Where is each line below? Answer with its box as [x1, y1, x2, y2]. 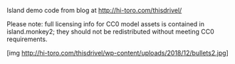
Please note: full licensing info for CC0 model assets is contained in [6, 20, 204, 28]
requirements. [6, 35, 48, 43]
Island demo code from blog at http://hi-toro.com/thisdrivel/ [6, 6, 182, 14]
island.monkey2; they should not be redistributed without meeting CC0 [6, 28, 214, 36]
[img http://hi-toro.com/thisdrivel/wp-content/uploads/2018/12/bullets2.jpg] [6, 49, 229, 57]
